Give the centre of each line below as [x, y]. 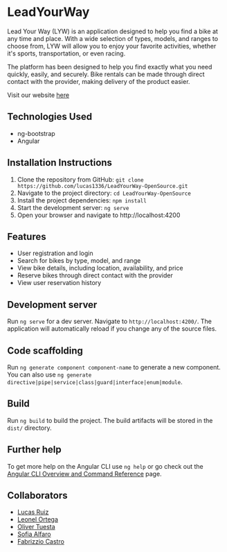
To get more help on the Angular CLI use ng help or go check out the [105, 466]
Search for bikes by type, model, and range [79, 261]
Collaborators [37, 495]
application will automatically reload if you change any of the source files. [112, 329]
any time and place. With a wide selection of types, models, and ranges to [113, 38]
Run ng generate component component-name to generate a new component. [114, 367]
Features [27, 236]
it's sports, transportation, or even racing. [66, 53]
